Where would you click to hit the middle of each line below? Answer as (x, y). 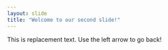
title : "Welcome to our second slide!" (64, 20)
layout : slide (27, 13)
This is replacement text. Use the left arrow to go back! (84, 39)
